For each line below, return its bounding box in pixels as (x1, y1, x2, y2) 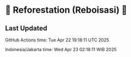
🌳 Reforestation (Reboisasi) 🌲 (5, 4, 128, 16)
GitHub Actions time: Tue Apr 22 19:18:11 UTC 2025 (5, 37, 109, 43)
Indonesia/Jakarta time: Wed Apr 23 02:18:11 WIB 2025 (5, 47, 117, 52)
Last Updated (5, 24, 47, 32)
